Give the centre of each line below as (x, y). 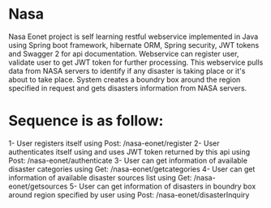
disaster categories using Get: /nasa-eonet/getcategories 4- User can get (132, 169)
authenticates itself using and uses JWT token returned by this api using (129, 151)
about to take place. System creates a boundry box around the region (125, 79)
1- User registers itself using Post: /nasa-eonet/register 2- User (114, 143)
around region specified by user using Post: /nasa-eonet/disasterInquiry (129, 194)
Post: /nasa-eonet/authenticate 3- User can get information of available (128, 160)
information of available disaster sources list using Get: (100, 177)
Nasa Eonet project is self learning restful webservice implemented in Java (133, 36)
